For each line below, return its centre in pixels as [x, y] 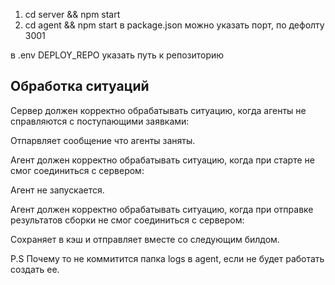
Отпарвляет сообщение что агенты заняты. [103, 140]
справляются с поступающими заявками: [100, 121]
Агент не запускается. [57, 190]
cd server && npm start [72, 14]
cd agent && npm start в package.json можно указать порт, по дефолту [174, 25]
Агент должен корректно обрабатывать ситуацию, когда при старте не [162, 160]
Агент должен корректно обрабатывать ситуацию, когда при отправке [162, 209]
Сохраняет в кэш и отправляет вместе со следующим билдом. [145, 239]
